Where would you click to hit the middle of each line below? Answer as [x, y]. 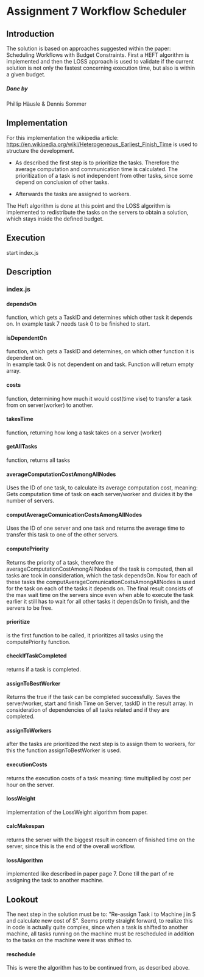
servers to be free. [30, 608]
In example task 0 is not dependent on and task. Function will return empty [100, 364]
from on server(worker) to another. [50, 405]
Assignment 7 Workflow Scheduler [97, 11]
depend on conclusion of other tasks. [62, 182]
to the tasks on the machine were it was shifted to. [69, 940]
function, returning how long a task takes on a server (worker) [84, 433]
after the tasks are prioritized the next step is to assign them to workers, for [101, 744]
